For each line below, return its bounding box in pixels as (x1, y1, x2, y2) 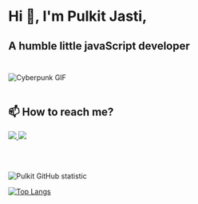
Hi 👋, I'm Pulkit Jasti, (8, 7, 148, 26)
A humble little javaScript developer (8, 39, 190, 53)
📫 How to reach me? (8, 106, 114, 119)
